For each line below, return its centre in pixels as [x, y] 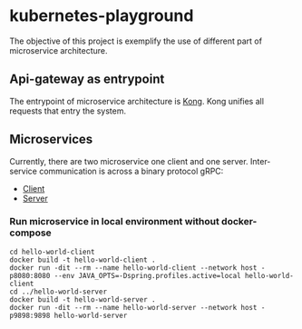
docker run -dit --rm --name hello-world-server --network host [133, 307]
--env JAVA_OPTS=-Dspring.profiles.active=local [148, 275]
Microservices [51, 140]
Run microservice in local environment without [114, 222]
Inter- [260, 161]
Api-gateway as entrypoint [87, 80]
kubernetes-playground [102, 16]
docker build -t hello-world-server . [83, 299]
